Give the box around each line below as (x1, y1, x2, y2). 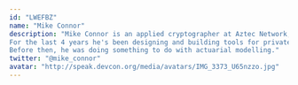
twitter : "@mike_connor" (9, 54, 101, 63)
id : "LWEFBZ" (9, 12, 58, 22)
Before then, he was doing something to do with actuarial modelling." (9, 46, 279, 55)
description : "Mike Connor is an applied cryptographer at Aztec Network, (9, 29, 292, 38)
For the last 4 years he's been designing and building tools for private (9, 37, 292, 47)
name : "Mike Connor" (9, 21, 86, 30)
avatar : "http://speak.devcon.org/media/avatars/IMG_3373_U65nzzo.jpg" (9, 63, 279, 72)
